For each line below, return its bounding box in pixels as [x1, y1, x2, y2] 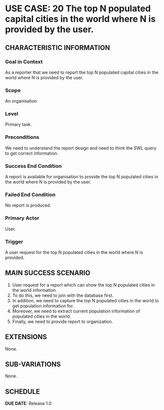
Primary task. [5, 122, 32, 127]
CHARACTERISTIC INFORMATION [5, 43, 110, 52]
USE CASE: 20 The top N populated [5, 3, 151, 14]
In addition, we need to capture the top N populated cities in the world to [12, 297, 159, 303]
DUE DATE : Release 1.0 [5, 401, 52, 407]
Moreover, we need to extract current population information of [12, 308, 140, 314]
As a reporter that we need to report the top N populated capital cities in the [5, 69, 159, 75]
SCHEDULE [5, 387, 40, 396]
